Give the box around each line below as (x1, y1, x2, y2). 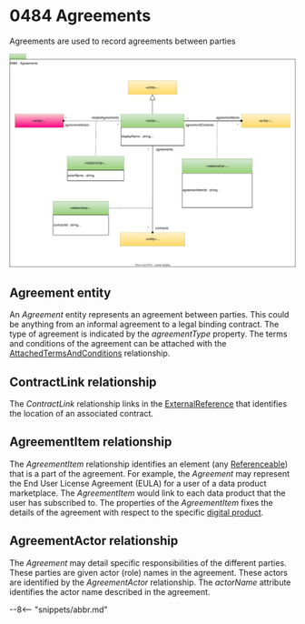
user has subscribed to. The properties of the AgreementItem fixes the (9, 497, 274, 508)
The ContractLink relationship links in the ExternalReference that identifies (9, 398, 288, 409)
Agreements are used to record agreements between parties (9, 35, 236, 46)
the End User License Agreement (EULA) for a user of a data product (9, 478, 267, 488)
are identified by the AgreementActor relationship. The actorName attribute (9, 577, 291, 588)
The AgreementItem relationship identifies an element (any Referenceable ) (9, 458, 289, 469)
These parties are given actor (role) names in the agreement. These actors (9, 567, 289, 578)
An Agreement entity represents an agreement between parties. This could (9, 309, 290, 320)
